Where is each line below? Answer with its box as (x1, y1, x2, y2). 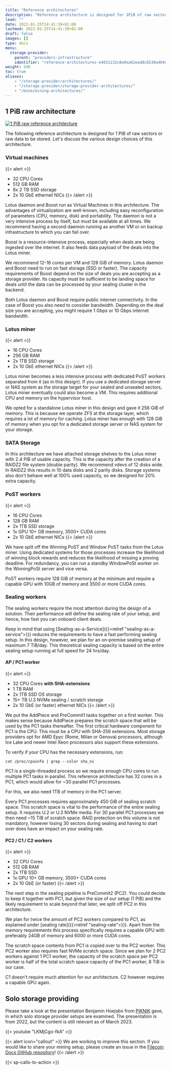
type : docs (5, 41, 28, 46)
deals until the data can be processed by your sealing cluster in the (5, 281, 146, 287)
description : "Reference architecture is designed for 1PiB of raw (5, 12, 152, 17)
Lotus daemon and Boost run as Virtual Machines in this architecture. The (5, 202, 159, 208)
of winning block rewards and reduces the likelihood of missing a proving (5, 554, 159, 561)
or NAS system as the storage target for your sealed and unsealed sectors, (5, 384, 162, 390)
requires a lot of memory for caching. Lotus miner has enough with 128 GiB (5, 416, 163, 422)
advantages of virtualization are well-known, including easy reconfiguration (5, 207, 164, 213)
